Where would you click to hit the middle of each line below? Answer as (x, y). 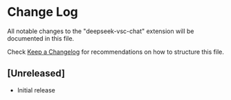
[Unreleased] (36, 73)
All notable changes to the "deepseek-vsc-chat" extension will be (101, 31)
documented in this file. (41, 38)
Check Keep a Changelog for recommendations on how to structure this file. (116, 52)
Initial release (36, 90)
